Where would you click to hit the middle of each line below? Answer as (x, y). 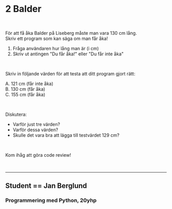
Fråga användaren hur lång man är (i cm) (56, 48)
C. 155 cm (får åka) (25, 94)
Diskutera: (16, 114)
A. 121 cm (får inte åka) (29, 83)
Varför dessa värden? (35, 130)
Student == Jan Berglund (46, 186)
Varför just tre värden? (36, 124)
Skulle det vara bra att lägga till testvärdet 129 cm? (66, 135)
